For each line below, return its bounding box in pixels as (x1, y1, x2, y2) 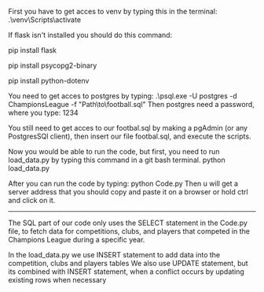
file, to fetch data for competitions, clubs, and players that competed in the (8, 227, 250, 235)
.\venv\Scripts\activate (8, 15, 81, 24)
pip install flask (8, 46, 57, 54)
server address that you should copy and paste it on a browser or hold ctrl (8, 187, 249, 196)
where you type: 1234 (8, 108, 79, 117)
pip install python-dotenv (8, 76, 90, 85)
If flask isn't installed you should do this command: (8, 31, 173, 39)
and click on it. (8, 196, 56, 205)
